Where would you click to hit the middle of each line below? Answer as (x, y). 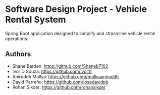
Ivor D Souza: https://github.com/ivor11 (52, 71)
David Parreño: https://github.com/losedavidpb (60, 82)
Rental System (36, 20)
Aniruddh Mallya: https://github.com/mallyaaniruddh (66, 76)
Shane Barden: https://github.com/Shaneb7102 (60, 66)
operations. (17, 39)
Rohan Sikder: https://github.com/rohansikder (59, 87)
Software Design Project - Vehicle (76, 9)
